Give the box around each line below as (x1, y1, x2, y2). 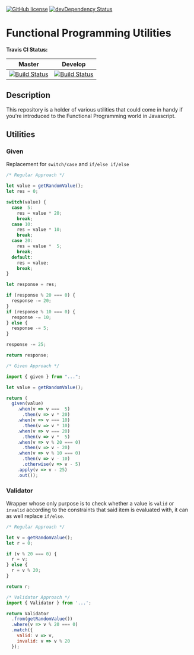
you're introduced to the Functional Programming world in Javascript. (6, 112, 176, 119)
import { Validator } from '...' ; (6, 600, 92, 606)
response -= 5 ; (11, 325, 49, 332)
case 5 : (11, 205, 33, 211)
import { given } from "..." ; (6, 374, 81, 380)
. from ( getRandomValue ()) (11, 616, 73, 622)
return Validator (6, 611, 49, 616)
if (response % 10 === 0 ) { (6, 309, 76, 314)
